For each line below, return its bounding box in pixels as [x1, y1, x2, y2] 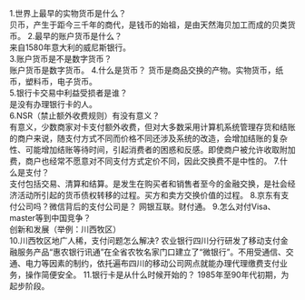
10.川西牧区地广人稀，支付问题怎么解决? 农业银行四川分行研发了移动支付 [9, 235, 281, 245]
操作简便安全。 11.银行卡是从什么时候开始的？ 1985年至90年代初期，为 [25, 269, 290, 280]
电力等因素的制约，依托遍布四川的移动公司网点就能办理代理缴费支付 [25, 258, 280, 268]
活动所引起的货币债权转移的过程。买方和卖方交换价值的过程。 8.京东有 [16, 190, 281, 200]
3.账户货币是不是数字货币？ [9, 54, 113, 64]
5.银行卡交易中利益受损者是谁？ [9, 87, 128, 98]
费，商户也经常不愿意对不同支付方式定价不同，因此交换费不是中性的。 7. [9, 155, 280, 166]
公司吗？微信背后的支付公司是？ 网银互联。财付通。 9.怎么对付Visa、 [16, 201, 276, 212]
